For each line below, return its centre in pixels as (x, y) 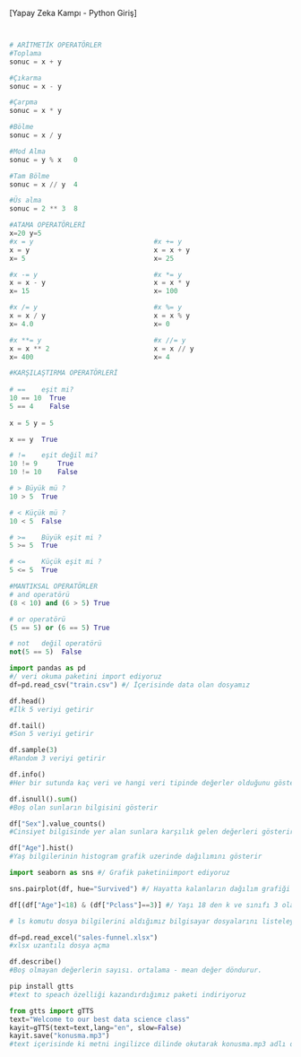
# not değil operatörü (56, 644)
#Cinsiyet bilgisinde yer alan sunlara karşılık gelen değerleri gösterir (152, 832)
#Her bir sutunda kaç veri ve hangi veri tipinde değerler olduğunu (140, 783)
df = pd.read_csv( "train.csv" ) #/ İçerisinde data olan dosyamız (130, 685)
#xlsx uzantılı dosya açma (60, 946)
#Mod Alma (28, 152)
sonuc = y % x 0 (43, 160)
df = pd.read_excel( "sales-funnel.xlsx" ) (84, 937)
